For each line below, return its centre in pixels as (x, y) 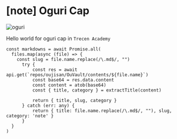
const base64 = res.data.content (73, 80)
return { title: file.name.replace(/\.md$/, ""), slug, (102, 111)
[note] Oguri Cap (48, 11)
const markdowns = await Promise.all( (54, 49)
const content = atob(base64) (69, 85)
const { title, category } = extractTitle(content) (97, 90)
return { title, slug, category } (74, 100)
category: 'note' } (30, 116)
